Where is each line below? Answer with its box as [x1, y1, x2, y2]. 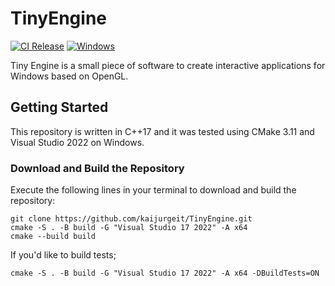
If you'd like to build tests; [10, 249, 117, 261]
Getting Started [10, 99, 109, 116]
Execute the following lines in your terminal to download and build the [10, 184, 297, 196]
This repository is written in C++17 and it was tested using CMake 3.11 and [10, 125, 315, 137]
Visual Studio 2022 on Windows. [10, 136, 145, 148]
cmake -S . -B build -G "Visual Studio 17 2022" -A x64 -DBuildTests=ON [10, 268, 320, 279]
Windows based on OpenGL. [10, 70, 129, 82]
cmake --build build [10, 232, 97, 242]
